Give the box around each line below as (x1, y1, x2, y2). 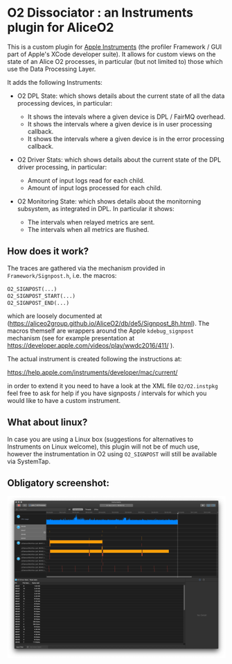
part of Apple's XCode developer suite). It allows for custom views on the (7, 50, 216, 58)
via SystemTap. (7, 457, 51, 465)
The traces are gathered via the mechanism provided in (7, 264, 166, 272)
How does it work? (7, 245, 89, 258)
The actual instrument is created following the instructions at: (7, 354, 182, 363)
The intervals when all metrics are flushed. (27, 225, 150, 233)
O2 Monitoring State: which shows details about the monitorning (17, 197, 202, 206)
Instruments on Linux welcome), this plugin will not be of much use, (7, 442, 200, 451)
